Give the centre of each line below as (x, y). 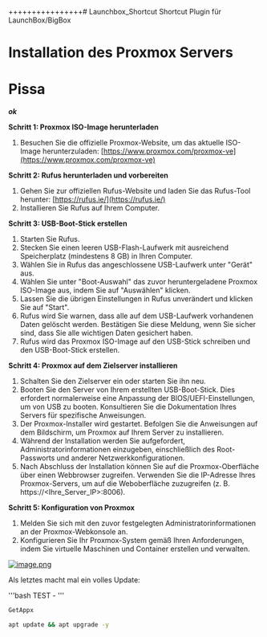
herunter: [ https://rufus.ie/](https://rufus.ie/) (93, 199)
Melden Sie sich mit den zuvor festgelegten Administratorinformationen (138, 523)
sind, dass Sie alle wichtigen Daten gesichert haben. (106, 333)
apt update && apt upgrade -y (59, 625)
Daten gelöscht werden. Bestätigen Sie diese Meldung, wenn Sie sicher (138, 325)
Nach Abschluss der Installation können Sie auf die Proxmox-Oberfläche (139, 467)
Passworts (37, 458)
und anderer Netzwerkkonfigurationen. (121, 458)
